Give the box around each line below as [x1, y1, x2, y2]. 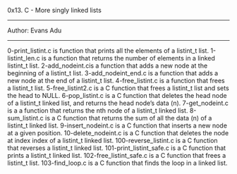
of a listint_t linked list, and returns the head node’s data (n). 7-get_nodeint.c [7, 99, 229, 107]
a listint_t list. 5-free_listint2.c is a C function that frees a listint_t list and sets [7, 84, 229, 92]
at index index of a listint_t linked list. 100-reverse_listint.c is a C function [7, 137, 218, 144]
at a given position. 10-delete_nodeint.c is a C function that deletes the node [7, 129, 229, 137]
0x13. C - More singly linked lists [7, 6, 102, 14]
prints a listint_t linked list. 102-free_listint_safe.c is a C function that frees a [7, 151, 226, 159]
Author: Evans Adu [7, 26, 62, 35]
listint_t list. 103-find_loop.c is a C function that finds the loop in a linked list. [7, 159, 228, 167]
